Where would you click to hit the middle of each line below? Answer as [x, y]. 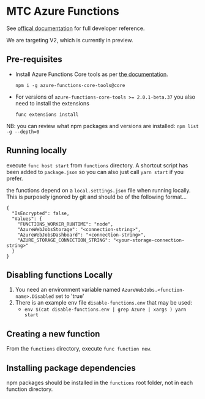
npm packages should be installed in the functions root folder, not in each [100, 382]
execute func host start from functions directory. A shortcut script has [97, 165]
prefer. [15, 178]
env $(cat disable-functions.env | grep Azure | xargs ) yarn [105, 310]
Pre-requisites [34, 59]
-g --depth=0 [23, 132]
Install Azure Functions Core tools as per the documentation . [91, 74]
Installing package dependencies [71, 368]
